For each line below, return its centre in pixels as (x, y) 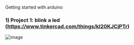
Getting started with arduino (34, 7)
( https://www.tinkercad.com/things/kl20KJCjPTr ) (67, 26)
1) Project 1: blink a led (32, 20)
